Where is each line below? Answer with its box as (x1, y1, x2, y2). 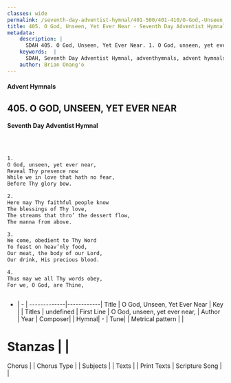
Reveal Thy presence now (7, 168, 78, 175)
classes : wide (7, 10, 48, 17)
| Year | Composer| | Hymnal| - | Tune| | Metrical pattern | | (16, 314, 184, 323)
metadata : (7, 29, 36, 36)
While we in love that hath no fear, (7, 174, 115, 181)
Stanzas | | (7, 338, 70, 354)
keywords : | (19, 49, 57, 56)
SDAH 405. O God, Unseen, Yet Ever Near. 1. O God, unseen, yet (25, 42, 214, 49)
